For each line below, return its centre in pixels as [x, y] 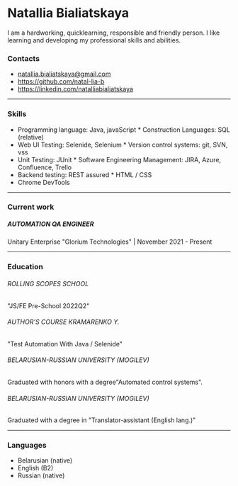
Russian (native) [41, 475]
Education [25, 267]
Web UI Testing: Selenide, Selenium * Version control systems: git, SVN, [123, 145]
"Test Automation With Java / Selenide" [65, 344]
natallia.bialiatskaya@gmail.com [64, 74]
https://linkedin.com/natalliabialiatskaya [75, 89]
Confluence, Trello [45, 167]
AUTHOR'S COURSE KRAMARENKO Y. [63, 322]
